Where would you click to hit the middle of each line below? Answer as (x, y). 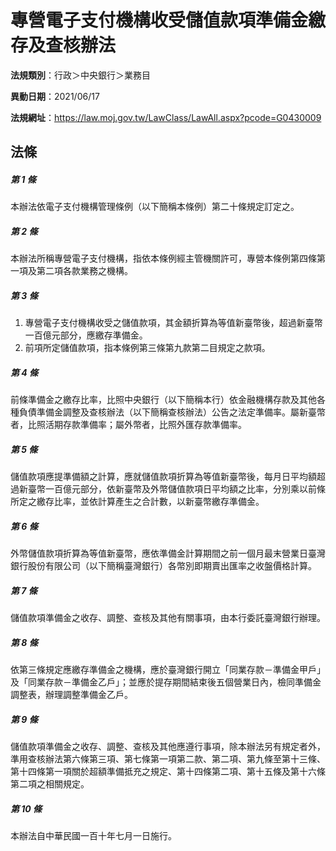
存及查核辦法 (63, 45)
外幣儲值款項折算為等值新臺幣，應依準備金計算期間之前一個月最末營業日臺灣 (168, 553)
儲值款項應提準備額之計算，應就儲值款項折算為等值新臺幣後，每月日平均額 (163, 477)
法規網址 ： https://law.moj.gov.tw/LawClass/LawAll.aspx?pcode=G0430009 (166, 117)
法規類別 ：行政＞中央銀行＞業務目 (80, 75)
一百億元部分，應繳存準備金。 (86, 335)
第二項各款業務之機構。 (84, 271)
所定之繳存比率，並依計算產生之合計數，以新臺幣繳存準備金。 (137, 502)
